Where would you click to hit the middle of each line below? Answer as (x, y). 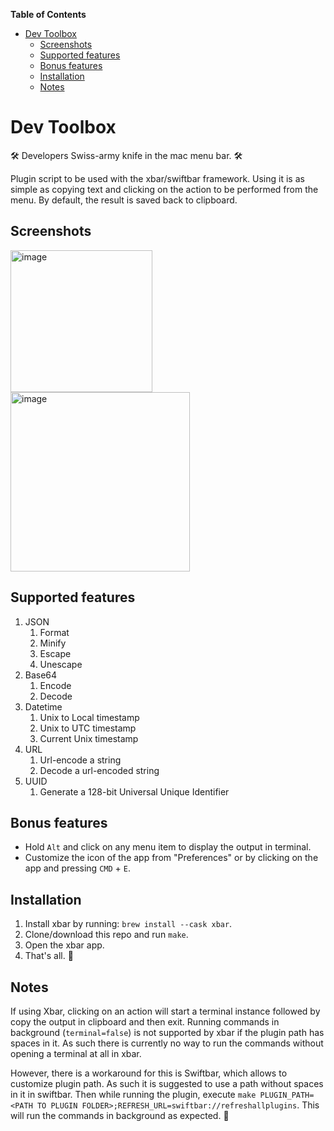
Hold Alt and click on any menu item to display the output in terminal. (168, 847)
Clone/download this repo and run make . (106, 935)
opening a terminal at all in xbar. (76, 1053)
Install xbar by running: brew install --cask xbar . (128, 924)
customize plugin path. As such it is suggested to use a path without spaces (167, 1083)
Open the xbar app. (64, 945)
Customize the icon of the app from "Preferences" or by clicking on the (171, 858)
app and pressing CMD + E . (77, 868)
